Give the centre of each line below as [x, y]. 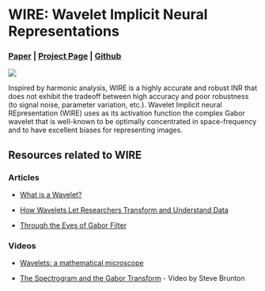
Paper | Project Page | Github [65, 56]
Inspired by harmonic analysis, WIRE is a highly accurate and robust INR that [132, 88]
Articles [24, 177]
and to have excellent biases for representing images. [96, 130]
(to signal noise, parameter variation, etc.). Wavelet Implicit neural [115, 105]
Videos [22, 246]
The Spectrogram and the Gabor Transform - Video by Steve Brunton [132, 278]
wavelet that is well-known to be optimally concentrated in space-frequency [132, 122]
